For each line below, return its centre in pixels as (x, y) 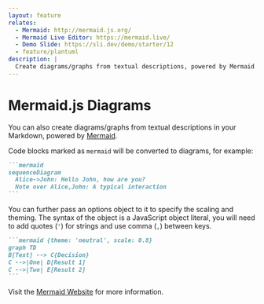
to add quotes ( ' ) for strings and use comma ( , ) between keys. (110, 226)
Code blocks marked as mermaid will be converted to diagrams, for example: (131, 151)
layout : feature (35, 15)
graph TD (22, 247)
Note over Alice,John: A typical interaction (91, 187)
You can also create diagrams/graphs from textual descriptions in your (122, 127)
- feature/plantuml (47, 52)
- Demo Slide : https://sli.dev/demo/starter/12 (95, 45)
